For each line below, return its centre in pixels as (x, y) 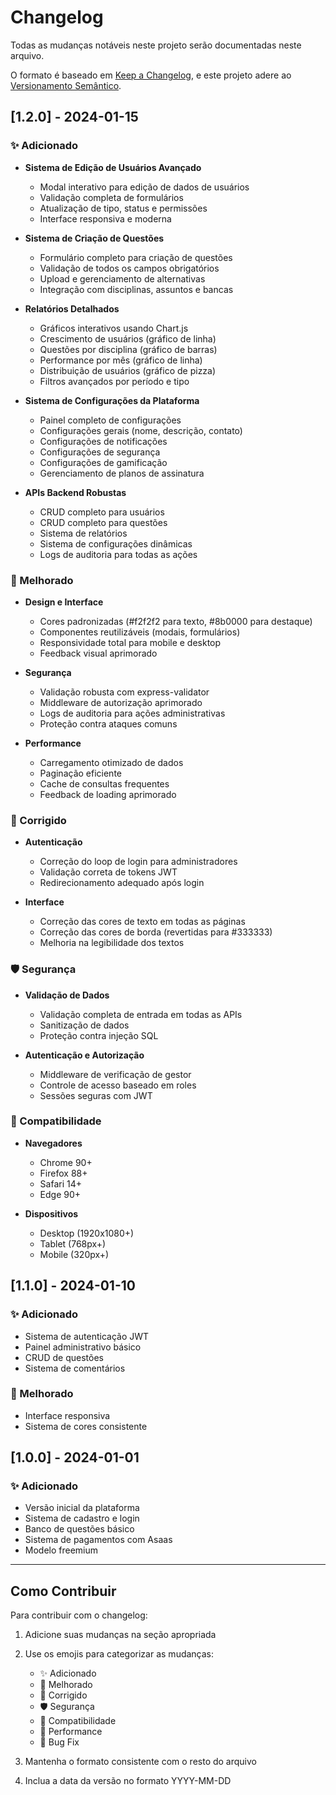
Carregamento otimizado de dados (111, 762)
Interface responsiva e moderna (105, 218)
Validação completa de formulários (111, 197)
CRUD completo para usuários (102, 512)
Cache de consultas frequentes (104, 783)
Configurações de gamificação (103, 462)
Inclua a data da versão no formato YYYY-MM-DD (128, 1781)
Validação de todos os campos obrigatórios (129, 268)
